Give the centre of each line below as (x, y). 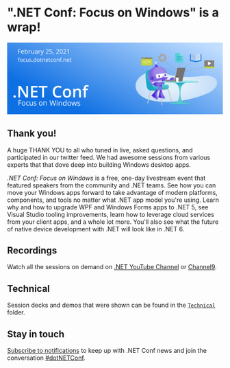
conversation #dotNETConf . (46, 358)
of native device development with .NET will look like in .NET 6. (96, 229)
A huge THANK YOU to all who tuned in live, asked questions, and (100, 150)
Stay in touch (36, 334)
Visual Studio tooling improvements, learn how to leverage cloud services (111, 214)
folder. (16, 312)
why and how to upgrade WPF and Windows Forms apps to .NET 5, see (108, 207)
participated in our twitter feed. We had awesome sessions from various (109, 157)
